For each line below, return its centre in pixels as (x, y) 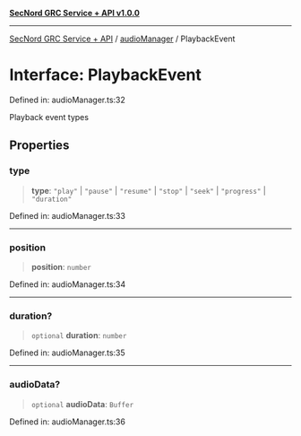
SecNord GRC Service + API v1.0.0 (75, 13)
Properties (39, 146)
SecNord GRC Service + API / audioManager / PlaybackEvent (122, 39)
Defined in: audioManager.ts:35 (67, 353)
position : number (61, 266)
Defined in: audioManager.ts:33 (67, 215)
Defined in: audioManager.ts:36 (67, 422)
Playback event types (49, 117)
